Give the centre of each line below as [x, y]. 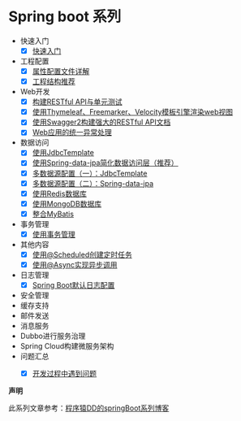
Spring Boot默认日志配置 [73, 285]
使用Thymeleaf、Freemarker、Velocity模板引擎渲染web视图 [133, 112]
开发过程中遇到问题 [65, 374]
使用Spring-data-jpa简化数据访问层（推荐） [105, 163]
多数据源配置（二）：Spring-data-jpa [93, 183]
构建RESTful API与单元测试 [77, 102]
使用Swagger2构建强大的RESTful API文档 [101, 122]
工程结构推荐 [54, 81]
